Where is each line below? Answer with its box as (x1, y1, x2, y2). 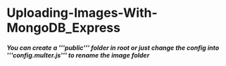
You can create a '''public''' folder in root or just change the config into (6, 44, 220, 52)
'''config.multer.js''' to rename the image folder (6, 51, 150, 59)
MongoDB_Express (6, 20, 121, 36)
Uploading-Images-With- (6, 5, 158, 21)
